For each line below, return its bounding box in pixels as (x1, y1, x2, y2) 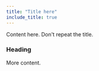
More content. (6, 59, 41, 66)
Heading (6, 45, 32, 54)
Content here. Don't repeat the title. (6, 30, 94, 38)
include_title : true (6, 14, 58, 20)
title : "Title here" (6, 8, 58, 15)
